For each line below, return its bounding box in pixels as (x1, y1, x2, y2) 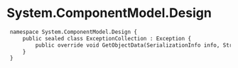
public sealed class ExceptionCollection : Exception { (22, 35, 192, 42)
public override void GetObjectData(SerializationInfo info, (35, 41, 220, 49)
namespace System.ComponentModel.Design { (9, 28, 138, 35)
